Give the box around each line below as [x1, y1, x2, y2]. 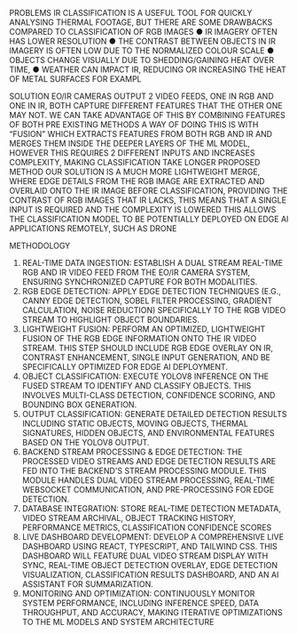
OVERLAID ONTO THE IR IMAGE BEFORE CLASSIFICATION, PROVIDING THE [9, 186, 288, 196]
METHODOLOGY [9, 240, 71, 251]
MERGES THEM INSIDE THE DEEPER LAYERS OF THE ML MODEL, [9, 138, 251, 148]
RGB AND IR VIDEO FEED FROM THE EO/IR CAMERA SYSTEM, [21, 267, 251, 277]
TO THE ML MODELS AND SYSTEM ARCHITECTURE [21, 617, 215, 627]
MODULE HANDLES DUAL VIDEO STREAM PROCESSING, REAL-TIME [21, 475, 275, 486]
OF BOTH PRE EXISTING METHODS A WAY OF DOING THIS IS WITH [9, 119, 259, 130]
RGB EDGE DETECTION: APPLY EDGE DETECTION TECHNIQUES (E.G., [21, 286, 282, 296]
